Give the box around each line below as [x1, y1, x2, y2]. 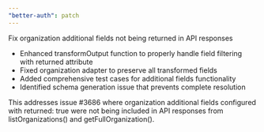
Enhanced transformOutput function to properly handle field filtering [19, 48, 243, 58]
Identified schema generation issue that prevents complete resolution [19, 82, 247, 92]
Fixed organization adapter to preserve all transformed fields [19, 65, 217, 75]
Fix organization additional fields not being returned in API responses [8, 33, 233, 43]
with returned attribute [19, 57, 93, 66]
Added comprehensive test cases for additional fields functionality [19, 74, 236, 83]
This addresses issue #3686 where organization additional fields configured [8, 97, 257, 107]
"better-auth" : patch [8, 11, 80, 20]
